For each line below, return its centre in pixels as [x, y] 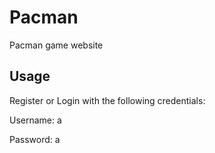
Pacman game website [56, 45]
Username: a [35, 120]
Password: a [35, 139]
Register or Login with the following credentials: [107, 100]
